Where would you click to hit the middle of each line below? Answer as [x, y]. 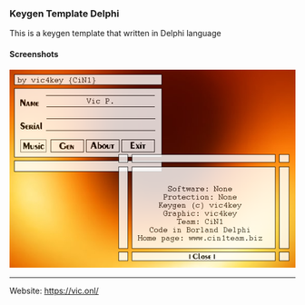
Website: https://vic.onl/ [54, 290]
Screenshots [34, 54]
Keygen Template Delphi [64, 14]
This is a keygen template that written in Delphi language [115, 34]
